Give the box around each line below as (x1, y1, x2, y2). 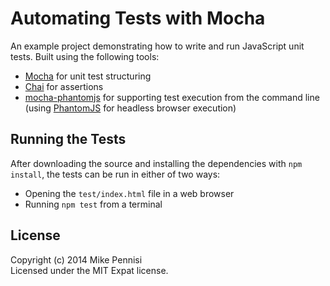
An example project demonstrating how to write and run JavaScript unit (10, 40, 305, 52)
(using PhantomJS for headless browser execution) (24, 102, 237, 114)
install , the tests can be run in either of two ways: (10, 168, 221, 180)
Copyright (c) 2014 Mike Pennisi (10, 253, 143, 266)
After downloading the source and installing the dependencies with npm (10, 157, 303, 169)
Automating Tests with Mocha (10, 7, 266, 30)
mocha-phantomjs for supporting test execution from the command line (24, 91, 320, 103)
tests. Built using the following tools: (10, 50, 160, 62)
